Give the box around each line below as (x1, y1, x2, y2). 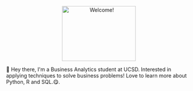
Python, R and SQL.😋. (6, 79, 61, 85)
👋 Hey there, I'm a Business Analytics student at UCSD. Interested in (6, 66, 172, 73)
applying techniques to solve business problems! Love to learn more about (6, 72, 187, 79)
